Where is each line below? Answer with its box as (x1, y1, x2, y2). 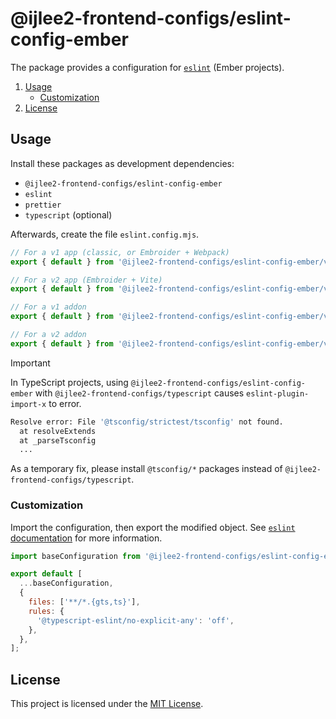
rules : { (28, 606, 65, 616)
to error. (48, 397, 82, 409)
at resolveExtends (19, 426, 97, 436)
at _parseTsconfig (19, 435, 97, 446)
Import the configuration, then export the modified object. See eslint (10, 521, 296, 533)
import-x (10, 399, 47, 409)
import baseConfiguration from (10, 551, 141, 561)
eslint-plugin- (246, 388, 310, 399)
